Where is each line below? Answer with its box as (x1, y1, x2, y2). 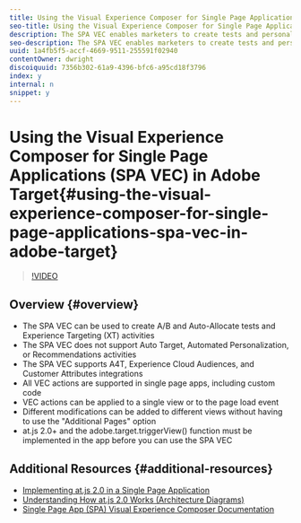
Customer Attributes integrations (21, 369, 143, 379)
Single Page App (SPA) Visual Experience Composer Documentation (21, 504, 275, 515)
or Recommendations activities (21, 349, 137, 360)
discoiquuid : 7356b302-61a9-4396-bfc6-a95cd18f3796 (9, 64, 206, 73)
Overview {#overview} (9, 297, 139, 312)
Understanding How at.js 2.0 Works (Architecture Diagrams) (21, 494, 245, 505)
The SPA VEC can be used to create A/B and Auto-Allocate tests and (21, 320, 276, 332)
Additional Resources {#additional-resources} (9, 461, 273, 476)
